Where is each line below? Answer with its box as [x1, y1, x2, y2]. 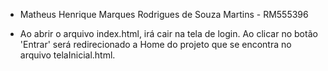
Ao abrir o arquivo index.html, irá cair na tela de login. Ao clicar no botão [19, 28, 318, 39]
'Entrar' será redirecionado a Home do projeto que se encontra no [19, 39, 292, 50]
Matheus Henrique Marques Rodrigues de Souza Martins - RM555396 [19, 9, 309, 20]
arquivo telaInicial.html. [19, 49, 116, 61]
